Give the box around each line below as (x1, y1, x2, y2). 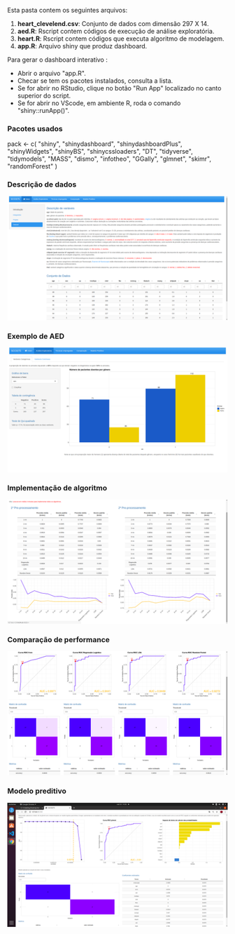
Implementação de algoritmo (7, 483, 107, 493)
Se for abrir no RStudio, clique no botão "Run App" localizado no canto (17, 84, 222, 92)
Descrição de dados (7, 180, 77, 189)
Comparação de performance (7, 634, 111, 644)
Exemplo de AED (7, 331, 65, 341)
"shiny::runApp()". (17, 107, 70, 114)
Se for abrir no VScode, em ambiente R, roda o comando (17, 99, 181, 107)
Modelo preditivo (7, 786, 66, 796)
